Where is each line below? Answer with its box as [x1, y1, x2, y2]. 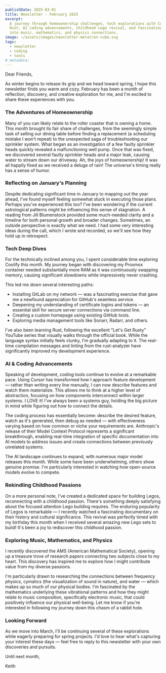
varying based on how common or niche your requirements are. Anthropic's [5, 423, 160, 429]
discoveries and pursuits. [5, 644, 57, 650]
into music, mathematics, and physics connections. [9, 30, 119, 35]
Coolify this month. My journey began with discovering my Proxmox [5, 262, 143, 268]
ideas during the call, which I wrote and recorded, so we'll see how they [5, 228, 152, 234]
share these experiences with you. [5, 97, 76, 103]
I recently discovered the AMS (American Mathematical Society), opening [5, 548, 155, 554]
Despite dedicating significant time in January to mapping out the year [5, 191, 148, 197]
